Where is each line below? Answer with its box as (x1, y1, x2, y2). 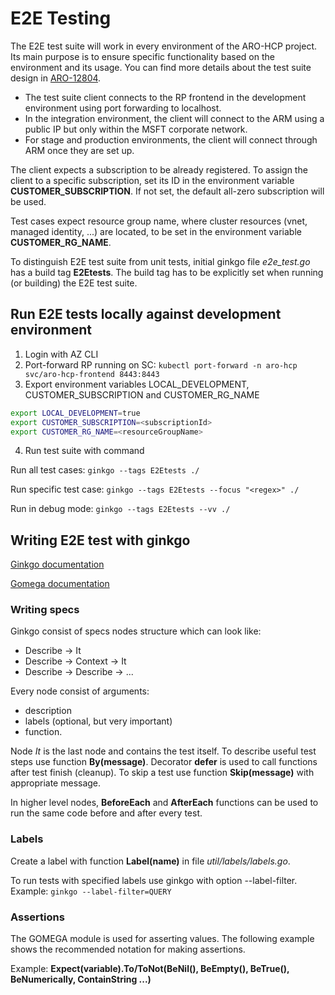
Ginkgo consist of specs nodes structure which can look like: (10, 625, 262, 637)
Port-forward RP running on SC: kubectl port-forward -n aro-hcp (24, 358, 298, 371)
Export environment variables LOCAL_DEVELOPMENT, (24, 378, 250, 390)
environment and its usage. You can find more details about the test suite (10, 61, 312, 73)
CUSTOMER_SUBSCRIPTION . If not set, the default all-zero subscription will (10, 185, 325, 197)
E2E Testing (10, 7, 112, 30)
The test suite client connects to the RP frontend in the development (24, 91, 307, 103)
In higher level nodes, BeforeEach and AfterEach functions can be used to (10, 797, 319, 809)
